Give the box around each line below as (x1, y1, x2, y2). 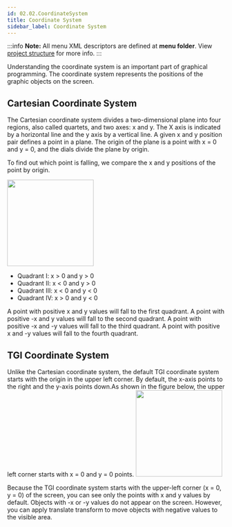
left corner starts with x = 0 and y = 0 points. (7, 470, 135, 478)
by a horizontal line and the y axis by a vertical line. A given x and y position (7, 131, 222, 139)
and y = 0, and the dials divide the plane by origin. (7, 145, 150, 154)
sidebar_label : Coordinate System (7, 23, 107, 30)
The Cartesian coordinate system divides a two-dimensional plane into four (7, 115, 221, 124)
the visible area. (7, 513, 53, 521)
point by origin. (7, 166, 50, 174)
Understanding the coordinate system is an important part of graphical (7, 63, 209, 71)
